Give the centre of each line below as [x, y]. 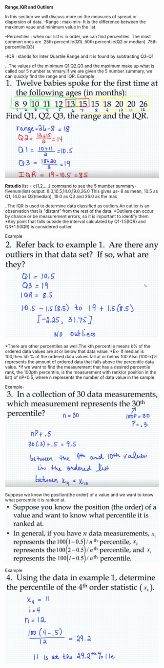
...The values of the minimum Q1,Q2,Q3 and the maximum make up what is [80, 66]
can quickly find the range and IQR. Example [50, 76]
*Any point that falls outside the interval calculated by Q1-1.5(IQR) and [75, 222]
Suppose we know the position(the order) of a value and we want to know [79, 495]
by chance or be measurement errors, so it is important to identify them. [78, 216]
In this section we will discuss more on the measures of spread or [71, 16]
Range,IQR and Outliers [29, 7]
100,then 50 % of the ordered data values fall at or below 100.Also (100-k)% [81, 356]
